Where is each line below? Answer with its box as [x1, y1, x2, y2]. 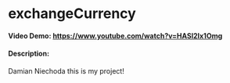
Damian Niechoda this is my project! [8, 66, 125, 75]
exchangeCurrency [8, 5, 137, 23]
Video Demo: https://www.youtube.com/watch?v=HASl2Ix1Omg [8, 31, 223, 40]
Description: [8, 49, 49, 59]
